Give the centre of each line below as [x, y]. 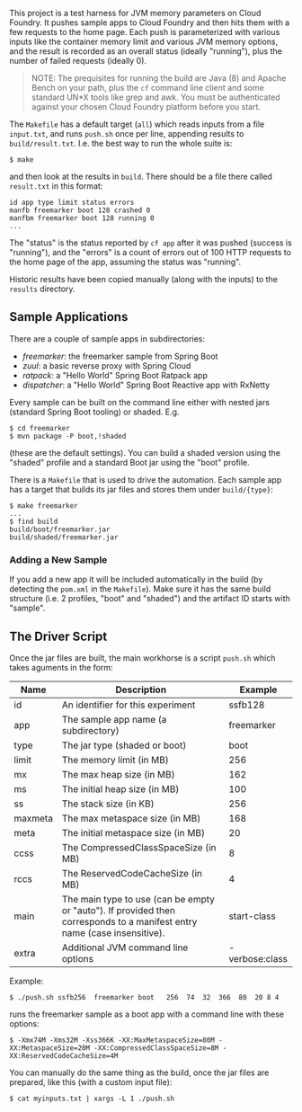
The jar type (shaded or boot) [124, 745]
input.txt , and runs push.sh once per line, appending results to [127, 133]
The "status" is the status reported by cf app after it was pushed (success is [151, 243]
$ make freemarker [44, 506]
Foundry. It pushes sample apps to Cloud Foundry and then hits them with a [150, 22]
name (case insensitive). [113, 932]
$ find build [34, 521]
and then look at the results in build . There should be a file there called [141, 176]
